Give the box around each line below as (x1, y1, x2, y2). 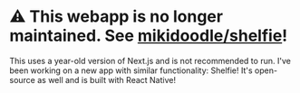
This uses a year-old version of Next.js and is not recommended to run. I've (9, 55, 292, 66)
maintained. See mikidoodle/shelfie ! (9, 25, 288, 46)
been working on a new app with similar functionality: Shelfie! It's (9, 65, 253, 76)
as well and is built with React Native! (37, 74, 177, 85)
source (9, 74, 36, 85)
